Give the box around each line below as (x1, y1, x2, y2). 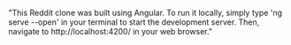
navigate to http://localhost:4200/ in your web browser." (8, 26, 213, 36)
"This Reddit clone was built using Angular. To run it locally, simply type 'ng (8, 8, 283, 18)
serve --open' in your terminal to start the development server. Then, (8, 17, 260, 27)
